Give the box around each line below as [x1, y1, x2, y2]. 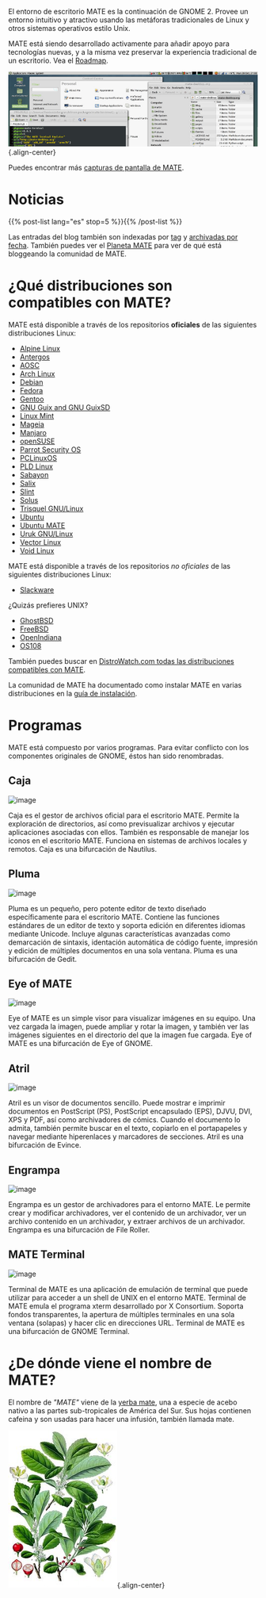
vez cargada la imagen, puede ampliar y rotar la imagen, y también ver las [8, 1022, 249, 1032]
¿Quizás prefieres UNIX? [8, 600, 89, 610]
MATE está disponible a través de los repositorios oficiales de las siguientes [8, 320, 257, 330]
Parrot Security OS [19, 445, 82, 454]
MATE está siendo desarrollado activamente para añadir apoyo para [8, 39, 230, 48]
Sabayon [19, 470, 49, 480]
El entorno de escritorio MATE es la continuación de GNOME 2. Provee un [8, 7, 249, 16]
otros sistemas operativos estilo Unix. [8, 24, 131, 33]
